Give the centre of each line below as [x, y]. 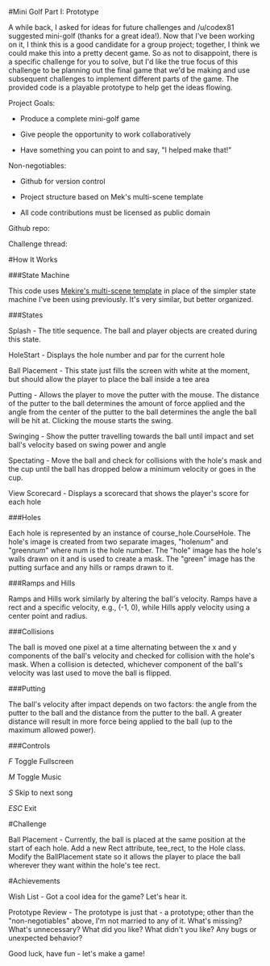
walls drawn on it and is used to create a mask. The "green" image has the [132, 559]
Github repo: [29, 228]
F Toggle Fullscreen [41, 761]
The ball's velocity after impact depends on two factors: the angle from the [133, 704]
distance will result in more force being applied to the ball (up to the [120, 721]
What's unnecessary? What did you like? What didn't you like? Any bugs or [133, 929]
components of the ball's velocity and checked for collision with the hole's [132, 656]
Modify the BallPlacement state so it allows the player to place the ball [125, 857]
